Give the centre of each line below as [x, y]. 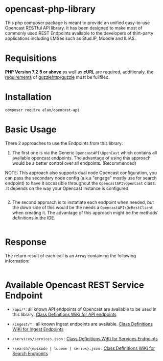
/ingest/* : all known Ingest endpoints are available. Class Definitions [82, 324]
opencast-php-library [50, 9]
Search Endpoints [30, 353]
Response [26, 242]
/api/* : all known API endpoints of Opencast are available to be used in [84, 309]
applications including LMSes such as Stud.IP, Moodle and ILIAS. [70, 38]
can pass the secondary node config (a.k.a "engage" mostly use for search [81, 178]
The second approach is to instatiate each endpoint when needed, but [83, 202]
